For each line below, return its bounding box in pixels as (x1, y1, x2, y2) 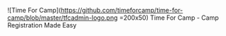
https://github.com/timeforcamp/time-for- (60, 6, 183, 14)
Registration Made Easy (7, 21, 77, 29)
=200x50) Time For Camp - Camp (119, 13, 219, 22)
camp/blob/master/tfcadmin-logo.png (7, 13, 118, 22)
